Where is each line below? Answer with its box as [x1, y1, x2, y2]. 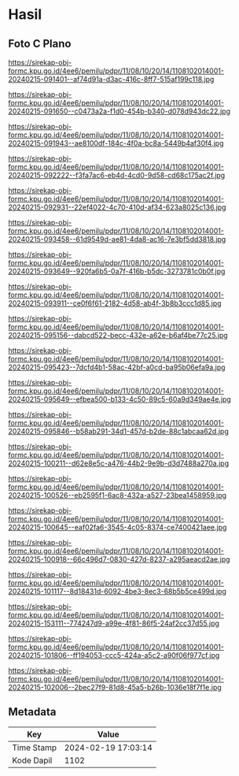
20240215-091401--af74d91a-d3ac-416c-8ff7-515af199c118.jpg [8, 75, 215, 84]
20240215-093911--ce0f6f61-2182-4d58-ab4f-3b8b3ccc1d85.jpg [8, 299, 222, 308]
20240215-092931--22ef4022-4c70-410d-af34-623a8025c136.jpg [8, 202, 226, 212]
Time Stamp [12, 742, 57, 753]
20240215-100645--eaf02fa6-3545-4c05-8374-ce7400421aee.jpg [8, 522, 227, 532]
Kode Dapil [12, 755, 53, 766]
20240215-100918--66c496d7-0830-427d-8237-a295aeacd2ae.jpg [8, 555, 230, 564]
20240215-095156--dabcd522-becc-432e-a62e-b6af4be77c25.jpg [8, 331, 228, 340]
